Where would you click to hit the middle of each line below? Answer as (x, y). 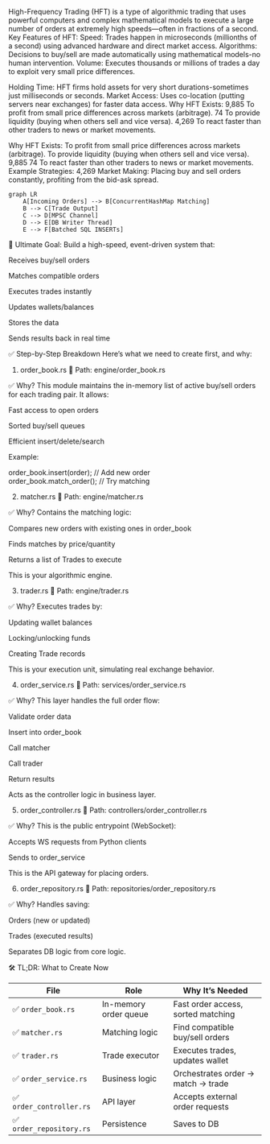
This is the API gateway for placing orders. (78, 873)
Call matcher (29, 748)
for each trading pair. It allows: (59, 394)
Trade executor (131, 1055)
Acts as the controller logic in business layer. (82, 795)
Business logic (129, 1078)
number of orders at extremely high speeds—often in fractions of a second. (133, 29)
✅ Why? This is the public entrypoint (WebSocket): (92, 826)
